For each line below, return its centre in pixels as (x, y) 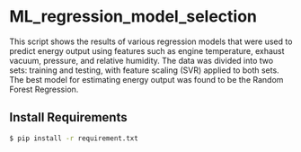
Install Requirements (68, 117)
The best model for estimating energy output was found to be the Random (146, 79)
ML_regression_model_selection (133, 17)
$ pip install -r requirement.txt (74, 138)
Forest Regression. (44, 89)
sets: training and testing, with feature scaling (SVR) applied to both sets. (145, 70)
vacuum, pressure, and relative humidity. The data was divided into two (142, 60)
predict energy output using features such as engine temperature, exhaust (147, 50)
